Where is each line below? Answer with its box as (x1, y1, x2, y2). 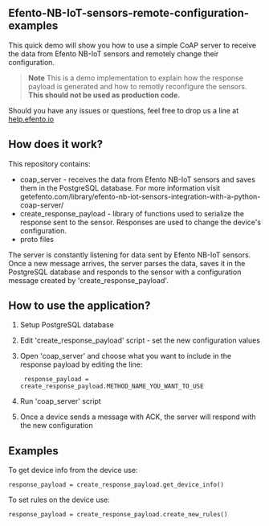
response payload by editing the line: (19, 360, 143, 369)
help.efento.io (8, 114, 55, 124)
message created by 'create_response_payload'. (8, 275, 169, 285)
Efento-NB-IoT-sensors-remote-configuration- (8, 6, 250, 20)
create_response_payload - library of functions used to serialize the (19, 208, 245, 218)
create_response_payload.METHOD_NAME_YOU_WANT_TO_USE (19, 382, 204, 391)
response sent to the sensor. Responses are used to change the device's (19, 217, 262, 227)
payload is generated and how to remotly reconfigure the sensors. (27, 81, 247, 91)
